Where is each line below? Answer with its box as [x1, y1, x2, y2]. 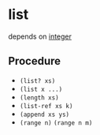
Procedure [8, 54, 61, 68]
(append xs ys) [19, 111, 70, 118]
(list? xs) [19, 77, 56, 84]
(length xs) [19, 93, 59, 102]
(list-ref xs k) [19, 102, 73, 110]
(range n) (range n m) [19, 118, 93, 127]
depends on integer [8, 32, 72, 41]
